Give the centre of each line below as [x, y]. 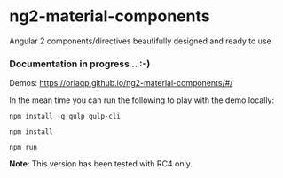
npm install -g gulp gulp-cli [65, 117]
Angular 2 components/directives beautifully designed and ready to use [141, 41]
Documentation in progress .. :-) [80, 64]
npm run [24, 148]
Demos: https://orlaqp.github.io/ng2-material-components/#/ [121, 83]
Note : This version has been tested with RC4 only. [101, 164]
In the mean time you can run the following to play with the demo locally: [142, 100]
